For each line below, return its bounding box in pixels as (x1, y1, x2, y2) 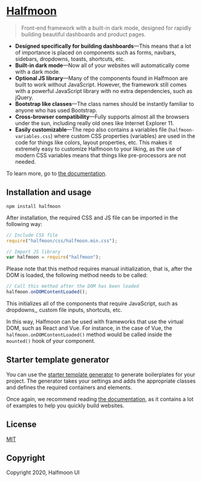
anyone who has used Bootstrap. (15, 106, 98, 114)
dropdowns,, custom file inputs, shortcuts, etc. (6, 307, 123, 313)
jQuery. (15, 94, 34, 101)
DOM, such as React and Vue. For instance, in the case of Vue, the (6, 325, 172, 331)
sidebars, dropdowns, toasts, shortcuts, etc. (15, 55, 125, 62)
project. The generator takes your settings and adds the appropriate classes (6, 377, 196, 385)
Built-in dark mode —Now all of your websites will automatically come (15, 62, 190, 69)
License (6, 419, 37, 430)
